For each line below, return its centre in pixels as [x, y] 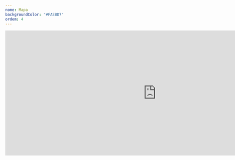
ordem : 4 [14, 19]
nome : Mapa [17, 10]
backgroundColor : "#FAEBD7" [35, 14]
